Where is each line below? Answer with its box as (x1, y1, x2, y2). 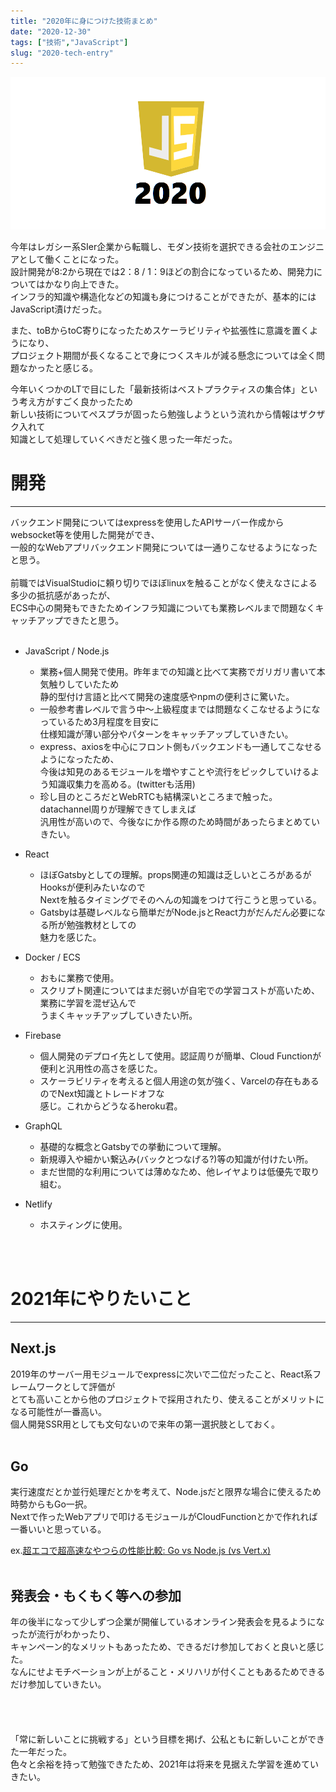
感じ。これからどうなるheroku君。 (39, 1100, 183, 1112)
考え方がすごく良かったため (18, 395, 133, 407)
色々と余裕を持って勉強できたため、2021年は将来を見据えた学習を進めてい (10, 1758, 319, 1770)
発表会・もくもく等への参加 (10, 1587, 182, 1604)
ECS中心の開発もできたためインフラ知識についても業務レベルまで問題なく (10, 601, 316, 614)
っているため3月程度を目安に (39, 715, 160, 727)
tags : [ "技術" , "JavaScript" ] (10, 37, 129, 47)
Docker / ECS (24, 951, 81, 963)
